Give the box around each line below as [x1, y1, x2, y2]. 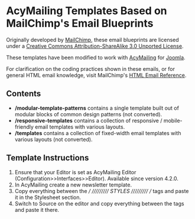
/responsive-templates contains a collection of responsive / [14, 117, 162, 124]
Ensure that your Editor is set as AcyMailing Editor [14, 168, 136, 175]
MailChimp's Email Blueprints [6, 17, 154, 30]
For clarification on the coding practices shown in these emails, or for [6, 65, 175, 72]
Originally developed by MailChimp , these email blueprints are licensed [6, 36, 179, 43]
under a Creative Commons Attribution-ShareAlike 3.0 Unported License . [6, 43, 184, 50]
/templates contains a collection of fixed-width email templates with [14, 129, 181, 136]
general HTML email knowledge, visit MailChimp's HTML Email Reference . [6, 71, 187, 79]
